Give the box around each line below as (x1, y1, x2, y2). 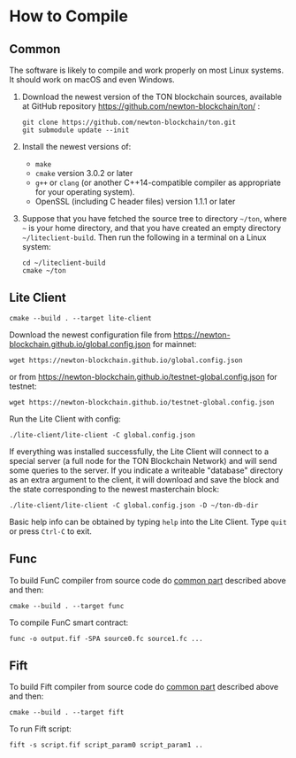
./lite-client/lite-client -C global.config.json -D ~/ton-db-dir (9, 500, 259, 510)
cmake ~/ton (21, 267, 66, 275)
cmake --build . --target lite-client (9, 313, 152, 322)
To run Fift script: (9, 723, 72, 734)
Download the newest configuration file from (9, 329, 172, 340)
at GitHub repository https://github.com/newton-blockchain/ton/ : (21, 101, 261, 112)
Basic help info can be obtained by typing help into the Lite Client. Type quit (9, 516, 287, 527)
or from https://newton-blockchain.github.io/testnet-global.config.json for (9, 371, 278, 382)
